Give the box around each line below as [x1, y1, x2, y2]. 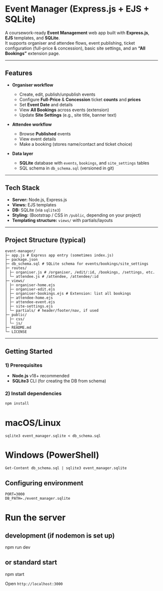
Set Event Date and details [19, 101, 73, 107]
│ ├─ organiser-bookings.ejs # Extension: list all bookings [5, 291, 131, 296]
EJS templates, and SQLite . [5, 35, 60, 41]
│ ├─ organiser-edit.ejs [5, 287, 55, 292]
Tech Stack [5, 184, 40, 192]
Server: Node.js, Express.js [12, 197, 67, 203]
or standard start [5, 558, 57, 567]
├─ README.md [5, 325, 32, 330]
